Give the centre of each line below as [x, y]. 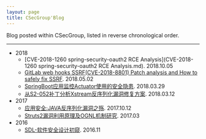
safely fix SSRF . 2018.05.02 [59, 79]
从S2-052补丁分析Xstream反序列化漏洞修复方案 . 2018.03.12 [100, 94]
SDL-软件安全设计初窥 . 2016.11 [63, 130]
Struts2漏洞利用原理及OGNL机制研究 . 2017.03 [82, 115]
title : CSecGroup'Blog [35, 18]
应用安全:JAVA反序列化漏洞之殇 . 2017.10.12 [78, 108]
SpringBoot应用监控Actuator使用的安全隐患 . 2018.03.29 [95, 86]
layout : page [23, 12]
